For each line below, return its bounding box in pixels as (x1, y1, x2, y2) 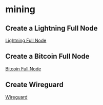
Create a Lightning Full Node (5, 24, 98, 33)
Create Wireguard (5, 81, 64, 89)
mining (5, 4, 36, 15)
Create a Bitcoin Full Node (5, 52, 90, 61)
